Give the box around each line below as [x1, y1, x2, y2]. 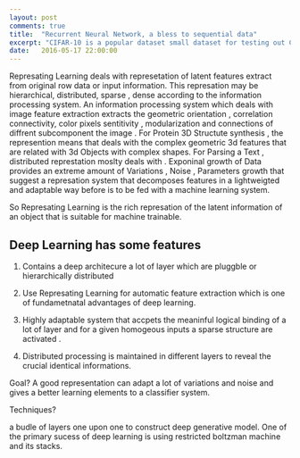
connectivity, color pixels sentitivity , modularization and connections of [9, 118, 274, 129]
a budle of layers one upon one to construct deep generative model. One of [9, 421, 287, 432]
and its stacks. [9, 440, 62, 451]
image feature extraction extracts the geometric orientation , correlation [9, 109, 273, 120]
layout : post [9, 12, 58, 22]
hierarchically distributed [21, 270, 114, 281]
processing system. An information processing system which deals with [9, 99, 274, 110]
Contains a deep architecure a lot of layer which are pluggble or [21, 261, 257, 271]
